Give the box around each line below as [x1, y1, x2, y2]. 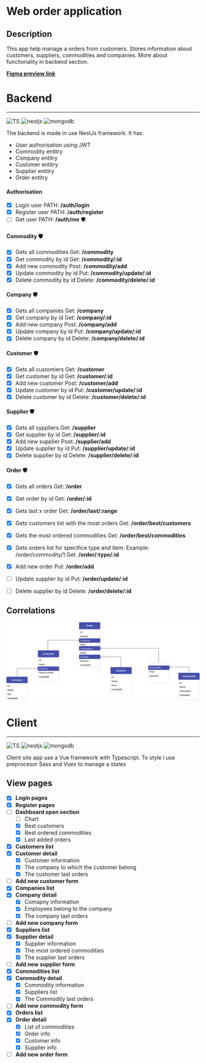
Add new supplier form [15, 961, 75, 968]
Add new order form [15, 1051, 68, 1058]
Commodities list [15, 968, 60, 975]
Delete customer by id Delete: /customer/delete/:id [15, 393, 146, 400]
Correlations [6, 606, 55, 616]
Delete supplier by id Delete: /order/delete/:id [15, 587, 132, 595]
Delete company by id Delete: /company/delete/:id [15, 334, 145, 342]
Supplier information [24, 940, 77, 947]
